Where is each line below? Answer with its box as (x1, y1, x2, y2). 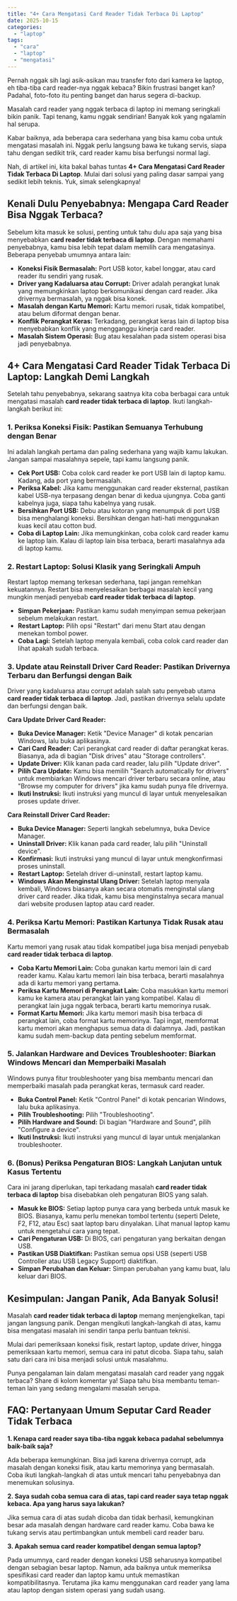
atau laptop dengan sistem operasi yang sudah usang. (7, 1585, 166, 1594)
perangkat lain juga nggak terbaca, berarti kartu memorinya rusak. (17, 1001, 212, 1009)
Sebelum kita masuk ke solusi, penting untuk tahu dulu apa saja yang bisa (7, 227, 223, 236)
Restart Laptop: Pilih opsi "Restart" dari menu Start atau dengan (17, 621, 206, 630)
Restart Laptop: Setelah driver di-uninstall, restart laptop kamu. (17, 869, 203, 878)
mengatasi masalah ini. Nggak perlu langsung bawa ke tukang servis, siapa (7, 141, 227, 149)
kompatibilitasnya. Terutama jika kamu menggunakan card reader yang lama (7, 1578, 230, 1587)
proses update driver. (17, 797, 81, 805)
